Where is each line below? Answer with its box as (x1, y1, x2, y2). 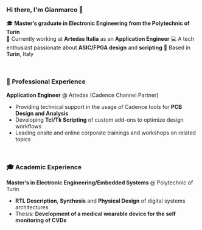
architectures (15, 203, 49, 211)
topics (15, 135, 31, 142)
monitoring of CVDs (15, 216, 67, 224)
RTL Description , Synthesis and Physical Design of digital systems (15, 197, 186, 204)
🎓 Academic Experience (6, 162, 82, 171)
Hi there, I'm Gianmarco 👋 (6, 5, 83, 14)
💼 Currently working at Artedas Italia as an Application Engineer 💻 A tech (6, 35, 195, 43)
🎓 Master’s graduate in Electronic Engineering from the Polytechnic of (6, 19, 190, 27)
